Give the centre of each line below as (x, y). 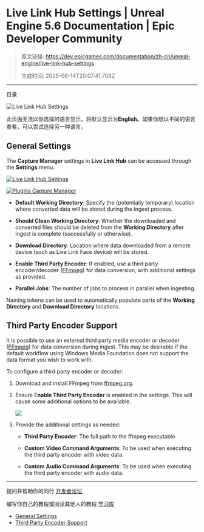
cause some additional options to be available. (73, 401)
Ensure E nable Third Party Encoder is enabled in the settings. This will (104, 395)
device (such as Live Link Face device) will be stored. (82, 251)
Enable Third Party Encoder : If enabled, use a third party (87, 264)
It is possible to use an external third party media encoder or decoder (93, 340)
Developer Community (64, 39)
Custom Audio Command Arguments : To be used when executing (108, 466)
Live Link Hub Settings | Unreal (86, 13)
